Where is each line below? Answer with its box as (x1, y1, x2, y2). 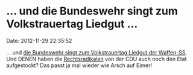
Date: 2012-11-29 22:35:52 (6, 37, 72, 44)
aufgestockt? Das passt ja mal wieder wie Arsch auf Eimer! (6, 62, 153, 69)
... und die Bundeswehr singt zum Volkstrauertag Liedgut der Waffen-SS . (6, 48, 188, 56)
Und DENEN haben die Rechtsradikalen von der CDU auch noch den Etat (6, 55, 187, 62)
